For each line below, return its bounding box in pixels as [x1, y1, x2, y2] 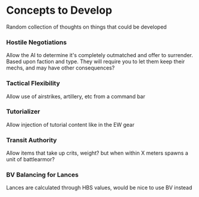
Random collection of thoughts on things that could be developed [6, 23, 167, 30]
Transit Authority [6, 136, 57, 144]
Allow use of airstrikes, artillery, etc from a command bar [6, 93, 145, 100]
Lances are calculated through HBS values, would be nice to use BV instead [6, 184, 192, 191]
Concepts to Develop [6, 4, 113, 17]
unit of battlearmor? [6, 156, 55, 163]
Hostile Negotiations [6, 38, 67, 46]
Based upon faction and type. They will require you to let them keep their [6, 58, 185, 65]
